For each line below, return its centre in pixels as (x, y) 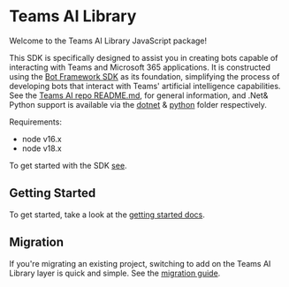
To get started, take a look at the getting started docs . (107, 215)
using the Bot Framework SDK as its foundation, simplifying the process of (144, 76)
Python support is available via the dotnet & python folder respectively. (138, 104)
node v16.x (42, 139)
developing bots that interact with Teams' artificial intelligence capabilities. (145, 86)
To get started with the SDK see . (68, 165)
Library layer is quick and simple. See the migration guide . (115, 273)
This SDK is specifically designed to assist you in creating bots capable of (144, 57)
